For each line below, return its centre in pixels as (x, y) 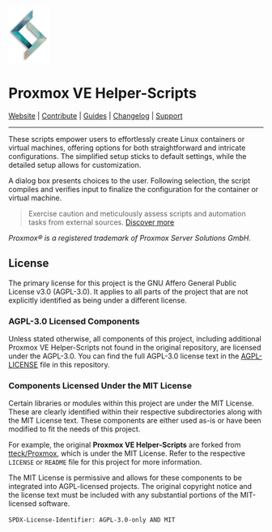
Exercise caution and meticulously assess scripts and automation (137, 213)
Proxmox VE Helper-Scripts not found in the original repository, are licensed (135, 348)
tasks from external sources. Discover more (101, 222)
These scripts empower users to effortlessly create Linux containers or (127, 139)
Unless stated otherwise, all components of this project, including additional (135, 339)
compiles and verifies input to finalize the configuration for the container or (134, 189)
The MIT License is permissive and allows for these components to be (125, 478)
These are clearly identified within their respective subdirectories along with (135, 412)
